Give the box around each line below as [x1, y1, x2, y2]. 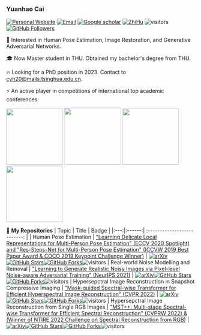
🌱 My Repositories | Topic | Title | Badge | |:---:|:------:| [6, 227, 145, 234]
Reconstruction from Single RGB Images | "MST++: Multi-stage [6, 303, 162, 310]
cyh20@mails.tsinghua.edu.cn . [6, 76, 83, 83]
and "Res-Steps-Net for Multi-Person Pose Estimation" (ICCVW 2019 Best [6, 246, 189, 253]
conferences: [6, 96, 39, 103]
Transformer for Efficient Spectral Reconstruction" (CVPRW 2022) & [19, 310, 188, 317]
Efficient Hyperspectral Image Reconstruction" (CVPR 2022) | [6, 291, 159, 298]
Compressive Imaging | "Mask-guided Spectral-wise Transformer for [6, 284, 176, 292]
